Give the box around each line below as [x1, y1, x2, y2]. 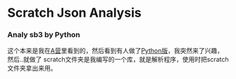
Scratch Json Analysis [7, 5, 142, 21]
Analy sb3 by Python [7, 30, 81, 40]
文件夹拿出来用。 [7, 64, 57, 73]
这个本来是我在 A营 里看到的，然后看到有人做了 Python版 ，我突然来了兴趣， [7, 47, 224, 55]
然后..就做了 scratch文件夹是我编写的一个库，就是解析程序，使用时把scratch [7, 55, 229, 64]
